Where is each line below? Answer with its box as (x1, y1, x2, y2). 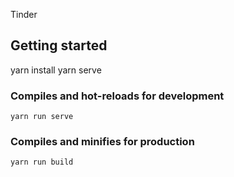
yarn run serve (10, 112, 74, 122)
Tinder (10, 9, 38, 20)
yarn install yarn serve (10, 64, 102, 76)
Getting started (10, 37, 108, 54)
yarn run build (10, 157, 74, 168)
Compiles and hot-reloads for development (10, 89, 225, 103)
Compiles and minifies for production (10, 135, 195, 149)
